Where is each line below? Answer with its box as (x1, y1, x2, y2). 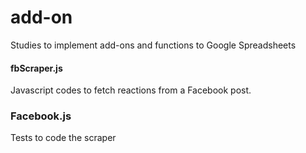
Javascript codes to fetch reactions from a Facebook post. (10, 84, 252, 96)
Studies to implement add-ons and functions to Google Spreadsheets (10, 39, 297, 51)
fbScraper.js (10, 62, 63, 74)
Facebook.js (10, 109, 72, 123)
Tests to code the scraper (10, 132, 117, 144)
